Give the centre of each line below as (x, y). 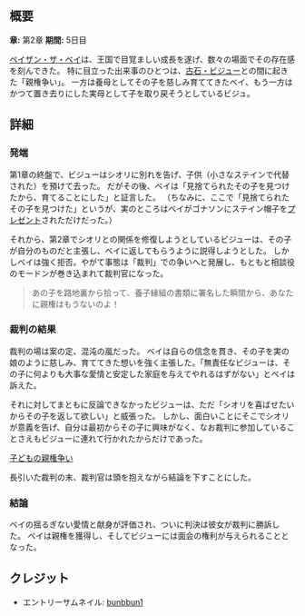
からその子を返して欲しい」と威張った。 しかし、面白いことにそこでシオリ (150, 415)
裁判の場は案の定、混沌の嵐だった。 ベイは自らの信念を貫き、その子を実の (149, 351)
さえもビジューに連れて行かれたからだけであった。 (112, 438)
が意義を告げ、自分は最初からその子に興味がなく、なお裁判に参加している (148, 427)
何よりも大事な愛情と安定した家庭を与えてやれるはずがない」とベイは (164, 373)
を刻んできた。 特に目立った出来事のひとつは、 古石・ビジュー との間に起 (145, 70)
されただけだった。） (79, 220)
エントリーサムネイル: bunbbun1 (83, 601)
